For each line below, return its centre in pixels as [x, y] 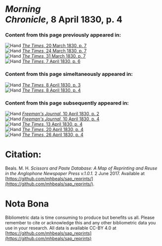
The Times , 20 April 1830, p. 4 [53, 130]
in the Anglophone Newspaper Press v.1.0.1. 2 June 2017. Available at [75, 174]
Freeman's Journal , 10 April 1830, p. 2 [61, 114]
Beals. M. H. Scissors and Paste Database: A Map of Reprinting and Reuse [81, 168]
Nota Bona [27, 204]
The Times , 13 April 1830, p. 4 [52, 124]
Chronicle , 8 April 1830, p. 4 [64, 19]
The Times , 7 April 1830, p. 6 [51, 61]
